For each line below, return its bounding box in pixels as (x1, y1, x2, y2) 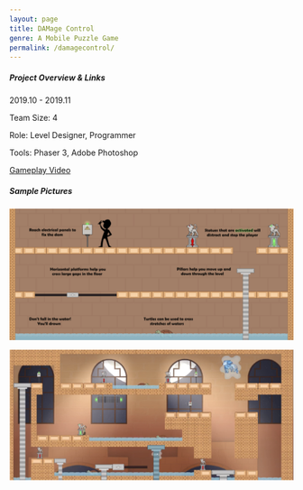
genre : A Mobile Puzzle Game (9, 33, 119, 42)
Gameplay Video (9, 165, 71, 176)
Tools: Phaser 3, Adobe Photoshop (9, 147, 139, 158)
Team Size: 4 (9, 113, 59, 124)
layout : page (9, 14, 59, 23)
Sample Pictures (9, 185, 73, 196)
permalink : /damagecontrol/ (9, 43, 115, 52)
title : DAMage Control (9, 23, 95, 33)
